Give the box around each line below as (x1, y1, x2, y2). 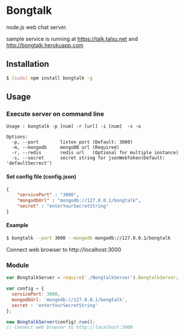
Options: (6, 134, 28, 140)
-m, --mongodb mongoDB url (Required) (11, 145, 120, 151)
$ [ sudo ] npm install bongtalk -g (6, 75, 93, 81)
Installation (6, 59, 49, 69)
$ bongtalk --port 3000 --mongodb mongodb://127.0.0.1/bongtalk (6, 235, 171, 241)
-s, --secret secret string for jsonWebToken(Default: (11, 155, 165, 161)
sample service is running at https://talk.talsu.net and (6, 35, 138, 42)
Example (6, 222, 29, 229)
